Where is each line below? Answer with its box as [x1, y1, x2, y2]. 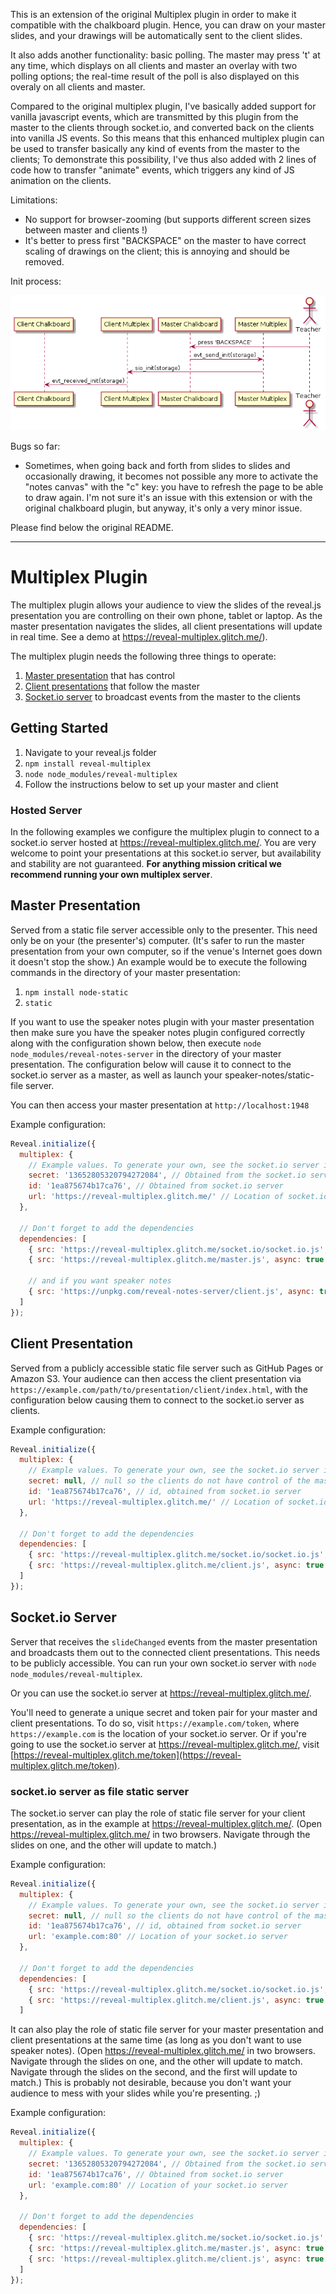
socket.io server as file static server [10, 1784, 190, 1798]
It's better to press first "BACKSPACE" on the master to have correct [24, 235, 307, 246]
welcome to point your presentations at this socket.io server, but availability [10, 847, 322, 859]
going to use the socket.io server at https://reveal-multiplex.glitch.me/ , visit [10, 1738, 320, 1750]
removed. [24, 256, 65, 268]
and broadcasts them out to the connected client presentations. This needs [10, 1646, 321, 1658]
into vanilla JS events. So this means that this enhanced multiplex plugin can [10, 132, 325, 144]
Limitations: [10, 194, 58, 206]
